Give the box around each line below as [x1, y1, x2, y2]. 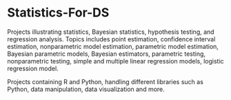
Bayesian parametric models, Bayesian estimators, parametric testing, [7, 50, 205, 58]
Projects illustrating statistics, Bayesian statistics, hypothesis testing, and [7, 28, 215, 36]
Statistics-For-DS [7, 5, 110, 21]
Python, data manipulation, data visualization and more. [7, 85, 165, 93]
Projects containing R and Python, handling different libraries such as [7, 77, 203, 86]
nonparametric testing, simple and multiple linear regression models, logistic [7, 57, 224, 65]
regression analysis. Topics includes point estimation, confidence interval [7, 34, 216, 43]
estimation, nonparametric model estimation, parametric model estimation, [7, 42, 219, 50]
